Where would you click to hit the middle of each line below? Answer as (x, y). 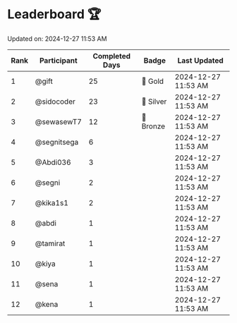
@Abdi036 (53, 162)
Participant (58, 60)
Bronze (153, 126)
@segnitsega (57, 142)
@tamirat (50, 243)
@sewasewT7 (59, 121)
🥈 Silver (154, 102)
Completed (112, 56)
